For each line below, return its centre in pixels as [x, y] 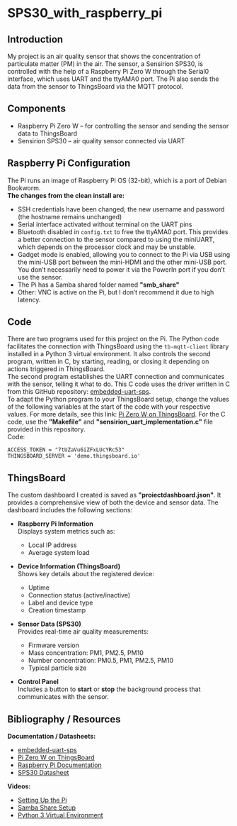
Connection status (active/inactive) [79, 595]
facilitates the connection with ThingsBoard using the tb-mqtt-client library [118, 346]
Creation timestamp [57, 610]
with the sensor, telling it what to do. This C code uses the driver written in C [119, 384]
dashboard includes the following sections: [70, 510]
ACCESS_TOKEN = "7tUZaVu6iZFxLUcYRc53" [66, 450]
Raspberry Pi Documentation [59, 765]
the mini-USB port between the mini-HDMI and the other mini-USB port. [122, 262]
